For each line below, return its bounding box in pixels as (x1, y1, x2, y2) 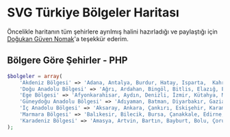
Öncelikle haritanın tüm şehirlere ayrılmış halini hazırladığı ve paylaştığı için (7, 27, 218, 36)
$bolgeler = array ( (7, 73, 63, 79)
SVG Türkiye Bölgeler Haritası (7, 5, 179, 21)
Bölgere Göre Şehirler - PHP (7, 55, 128, 66)
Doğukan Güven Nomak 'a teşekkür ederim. (7, 34, 129, 42)
